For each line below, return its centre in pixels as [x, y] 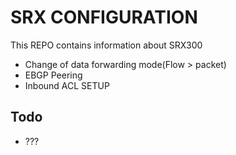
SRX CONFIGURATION [104, 17]
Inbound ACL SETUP [67, 85]
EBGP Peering [53, 75]
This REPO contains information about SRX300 [106, 45]
